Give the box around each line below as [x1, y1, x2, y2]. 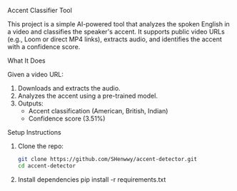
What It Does [7, 56, 46, 65]
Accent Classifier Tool [7, 6, 73, 14]
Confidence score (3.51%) [28, 114, 106, 123]
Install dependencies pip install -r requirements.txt [17, 175, 166, 184]
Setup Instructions [7, 128, 62, 136]
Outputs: [17, 99, 44, 108]
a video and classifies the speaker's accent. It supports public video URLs [7, 28, 225, 36]
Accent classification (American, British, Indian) [28, 107, 168, 115]
